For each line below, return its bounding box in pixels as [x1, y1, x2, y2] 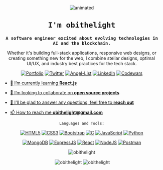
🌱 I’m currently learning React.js [10, 80, 77, 86]
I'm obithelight [48, 21, 116, 30]
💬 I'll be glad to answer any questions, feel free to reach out [10, 99, 134, 105]
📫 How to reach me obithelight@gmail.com [10, 109, 103, 115]
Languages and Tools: [59, 121, 104, 126]
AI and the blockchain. [52, 40, 111, 46]
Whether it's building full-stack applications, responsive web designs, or [7, 50, 156, 56]
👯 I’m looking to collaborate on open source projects [10, 89, 119, 95]
